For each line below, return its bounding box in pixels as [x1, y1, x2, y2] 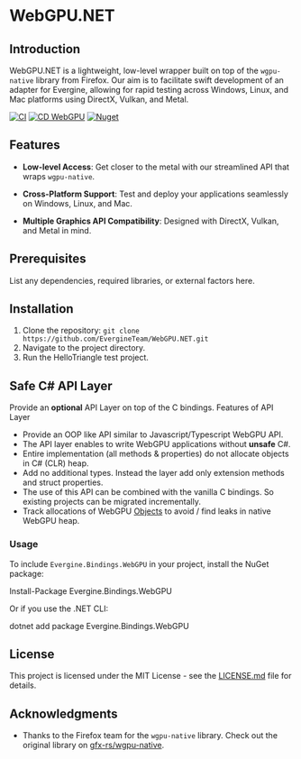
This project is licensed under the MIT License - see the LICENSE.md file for [9, 671, 292, 681]
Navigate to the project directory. [22, 343, 146, 353]
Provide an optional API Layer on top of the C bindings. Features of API [9, 402, 274, 413]
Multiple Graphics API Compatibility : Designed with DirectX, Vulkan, [22, 215, 279, 226]
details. [9, 680, 37, 690]
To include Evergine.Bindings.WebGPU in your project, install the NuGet [9, 558, 269, 569]
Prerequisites [9, 251, 87, 267]
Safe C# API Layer [9, 378, 113, 393]
